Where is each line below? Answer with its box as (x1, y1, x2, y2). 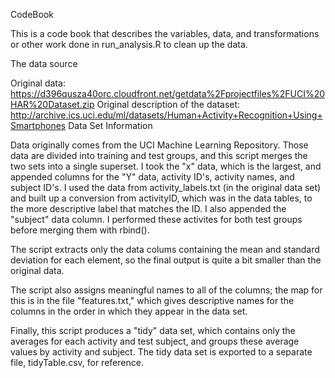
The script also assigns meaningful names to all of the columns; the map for (10, 284, 323, 296)
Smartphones (10, 120, 67, 131)
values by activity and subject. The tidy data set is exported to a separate (10, 346, 313, 358)
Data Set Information (68, 120, 153, 131)
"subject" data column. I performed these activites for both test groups (10, 214, 303, 225)
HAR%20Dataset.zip (10, 99, 95, 110)
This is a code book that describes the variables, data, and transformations (10, 28, 320, 39)
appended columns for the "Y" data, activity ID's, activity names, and (10, 171, 295, 183)
